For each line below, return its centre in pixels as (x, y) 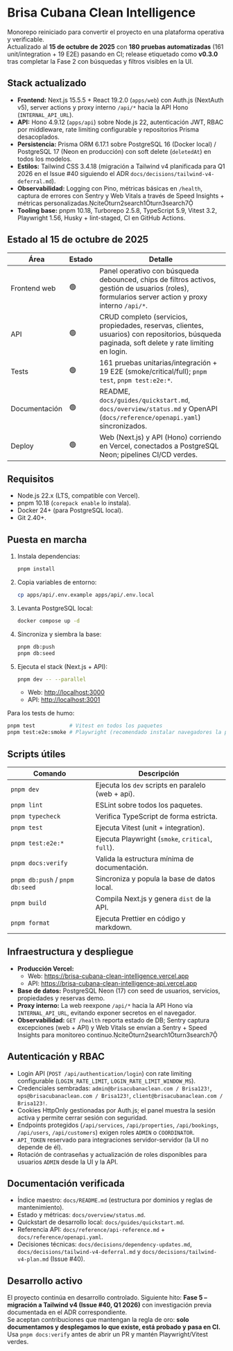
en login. (113, 351)
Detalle (161, 259)
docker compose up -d (48, 621)
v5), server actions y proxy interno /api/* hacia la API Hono (103, 107)
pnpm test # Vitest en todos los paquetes (85, 726)
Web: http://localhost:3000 (66, 692)
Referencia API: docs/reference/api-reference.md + (91, 1230)
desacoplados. (38, 137)
